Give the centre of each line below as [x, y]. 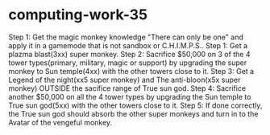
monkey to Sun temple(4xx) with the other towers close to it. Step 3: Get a [131, 71]
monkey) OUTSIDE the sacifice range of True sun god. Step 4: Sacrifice [127, 88]
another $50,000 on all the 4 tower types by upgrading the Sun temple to [130, 96]
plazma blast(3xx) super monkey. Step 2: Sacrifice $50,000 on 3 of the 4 [130, 54]
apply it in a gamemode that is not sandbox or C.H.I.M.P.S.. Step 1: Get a [128, 45]
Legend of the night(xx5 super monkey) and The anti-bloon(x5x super [125, 80]
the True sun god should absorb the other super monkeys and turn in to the [133, 113]
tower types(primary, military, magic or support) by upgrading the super [128, 63]
